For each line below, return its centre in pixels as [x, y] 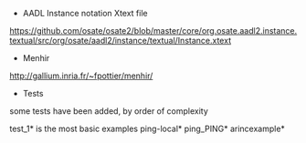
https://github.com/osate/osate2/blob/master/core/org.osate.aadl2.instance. [153, 31]
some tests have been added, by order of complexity [109, 111]
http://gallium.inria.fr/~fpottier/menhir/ [81, 76]
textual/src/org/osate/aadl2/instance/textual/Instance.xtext [120, 41]
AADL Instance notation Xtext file [85, 13]
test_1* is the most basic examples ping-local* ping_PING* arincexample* [148, 128]
